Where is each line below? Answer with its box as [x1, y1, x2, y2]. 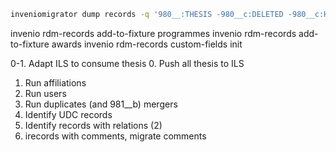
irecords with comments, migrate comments [24, 130, 207, 142]
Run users [24, 87, 67, 99]
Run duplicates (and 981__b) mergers [24, 98, 178, 110]
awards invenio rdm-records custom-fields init [51, 38, 243, 50]
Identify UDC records [24, 108, 113, 120]
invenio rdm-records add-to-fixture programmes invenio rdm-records [10, 27, 297, 39]
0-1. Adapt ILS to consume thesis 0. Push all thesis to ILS [10, 57, 245, 69]
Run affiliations [24, 76, 87, 89]
